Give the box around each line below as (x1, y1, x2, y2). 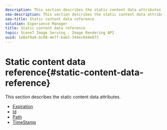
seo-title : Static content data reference (5, 16, 94, 21)
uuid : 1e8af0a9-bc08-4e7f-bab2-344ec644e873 (5, 35, 99, 40)
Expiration (12, 103, 33, 109)
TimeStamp (12, 119, 36, 125)
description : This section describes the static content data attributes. (5, 7, 164, 12)
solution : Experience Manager (5, 21, 68, 26)
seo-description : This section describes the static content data (5, 12, 146, 17)
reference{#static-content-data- (5, 67, 144, 78)
